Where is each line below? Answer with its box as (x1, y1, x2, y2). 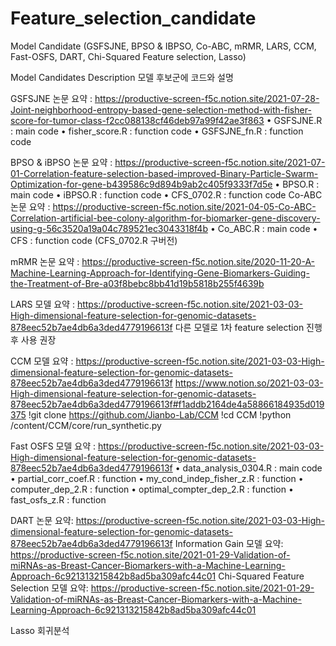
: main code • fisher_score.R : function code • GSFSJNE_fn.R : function (10, 125, 304, 137)
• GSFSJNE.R (266, 114, 323, 126)
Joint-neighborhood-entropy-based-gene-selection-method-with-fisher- (10, 103, 312, 116)
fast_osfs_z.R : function (10, 493, 107, 506)
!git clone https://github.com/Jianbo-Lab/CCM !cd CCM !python (28, 408, 292, 421)
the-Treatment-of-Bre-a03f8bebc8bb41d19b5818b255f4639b (10, 277, 265, 289)
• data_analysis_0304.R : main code (174, 462, 323, 474)
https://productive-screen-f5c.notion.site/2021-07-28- (94, 92, 320, 104)
